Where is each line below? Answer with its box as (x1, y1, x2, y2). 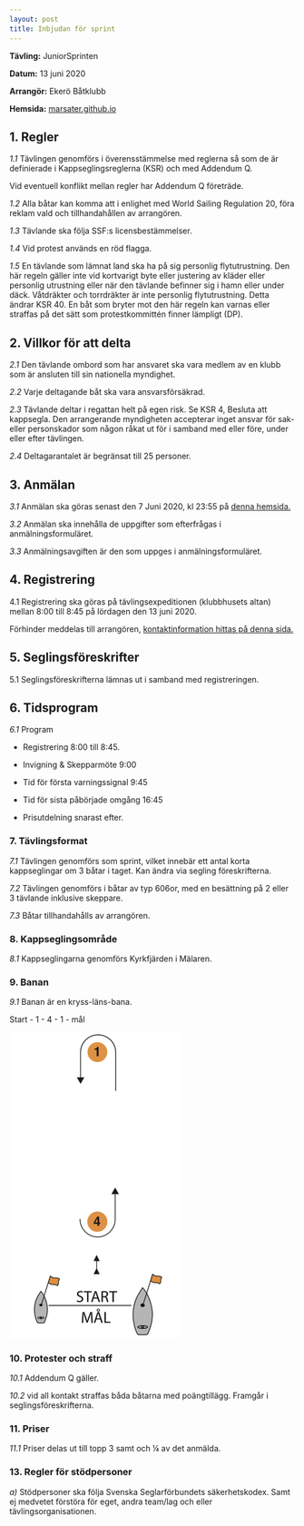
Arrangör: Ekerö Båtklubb (9, 85, 106, 96)
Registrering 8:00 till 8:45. (22, 742, 121, 753)
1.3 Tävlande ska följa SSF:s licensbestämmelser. (9, 225, 192, 236)
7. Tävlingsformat (9, 835, 88, 848)
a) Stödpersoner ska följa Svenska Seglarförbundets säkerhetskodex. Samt (9, 1486, 290, 1497)
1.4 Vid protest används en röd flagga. (9, 243, 152, 254)
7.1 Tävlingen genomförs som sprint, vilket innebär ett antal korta (9, 855, 250, 866)
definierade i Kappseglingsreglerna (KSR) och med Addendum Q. (9, 163, 253, 174)
